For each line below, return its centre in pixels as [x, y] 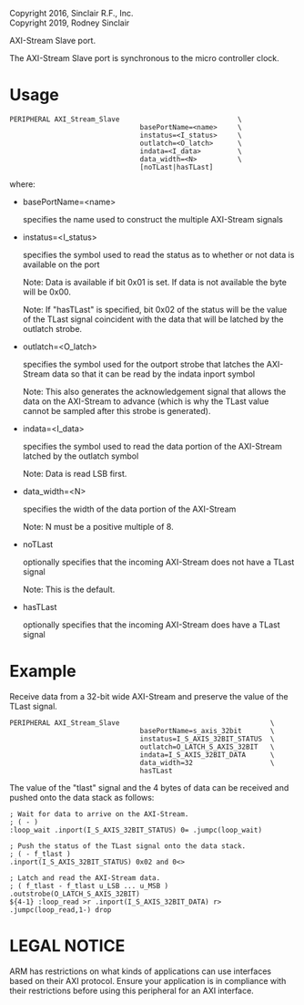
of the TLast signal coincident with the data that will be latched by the [153, 319]
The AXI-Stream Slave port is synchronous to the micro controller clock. [144, 58]
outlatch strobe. [52, 328]
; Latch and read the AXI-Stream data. [85, 878]
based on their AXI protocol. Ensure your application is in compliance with [148, 980]
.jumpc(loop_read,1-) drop [61, 910]
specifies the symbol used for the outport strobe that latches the [143, 364]
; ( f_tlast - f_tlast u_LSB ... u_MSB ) [89, 886]
